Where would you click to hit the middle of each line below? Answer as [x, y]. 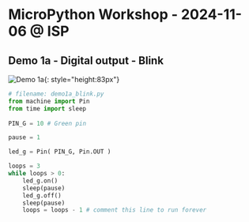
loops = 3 [25, 166]
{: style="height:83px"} [82, 79]
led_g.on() [40, 181]
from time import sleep [47, 108]
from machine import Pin [49, 101]
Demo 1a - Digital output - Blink [86, 60]
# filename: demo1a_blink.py [56, 94]
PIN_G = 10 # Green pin [47, 123]
